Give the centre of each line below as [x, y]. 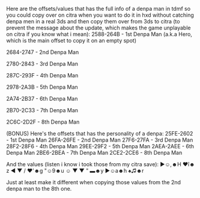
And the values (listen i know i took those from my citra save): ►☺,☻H [94, 164]
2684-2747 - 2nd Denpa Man [43, 52]
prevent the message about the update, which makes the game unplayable [98, 28]
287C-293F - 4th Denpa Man [42, 75]
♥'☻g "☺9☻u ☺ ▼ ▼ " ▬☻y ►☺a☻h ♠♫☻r [85, 171]
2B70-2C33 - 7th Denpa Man [42, 110]
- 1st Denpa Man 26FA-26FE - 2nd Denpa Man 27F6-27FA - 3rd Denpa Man [100, 140]
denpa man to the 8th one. [39, 189]
